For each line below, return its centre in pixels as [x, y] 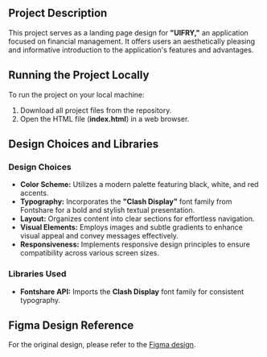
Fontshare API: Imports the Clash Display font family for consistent [132, 291]
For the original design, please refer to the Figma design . [102, 345]
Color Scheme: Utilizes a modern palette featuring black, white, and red [139, 185]
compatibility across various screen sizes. [89, 253]
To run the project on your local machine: [76, 94]
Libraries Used [37, 274]
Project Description [58, 13]
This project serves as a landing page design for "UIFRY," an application [129, 32]
